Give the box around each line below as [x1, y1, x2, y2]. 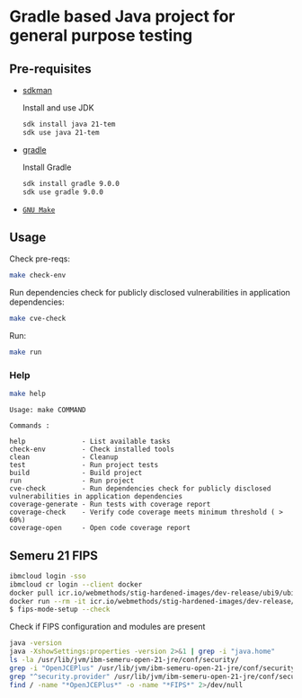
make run [9, 348, 42, 357]
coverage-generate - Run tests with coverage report [9, 500, 211, 509]
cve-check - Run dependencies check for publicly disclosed [9, 484, 271, 493]
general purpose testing [9, 25, 193, 46]
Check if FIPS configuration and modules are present [9, 622, 206, 632]
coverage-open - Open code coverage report [9, 524, 191, 533]
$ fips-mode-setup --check [9, 605, 111, 614]
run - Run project [9, 476, 135, 486]
